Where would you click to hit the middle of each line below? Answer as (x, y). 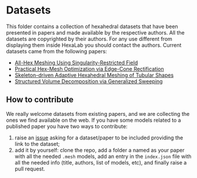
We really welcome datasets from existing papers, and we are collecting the (98, 114)
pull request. (30, 169)
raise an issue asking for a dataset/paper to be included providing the (99, 138)
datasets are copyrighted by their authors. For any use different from (89, 39)
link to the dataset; (37, 143)
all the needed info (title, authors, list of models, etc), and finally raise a (101, 162)
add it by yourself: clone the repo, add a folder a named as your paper (99, 150)
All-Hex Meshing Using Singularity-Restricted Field (76, 63)
